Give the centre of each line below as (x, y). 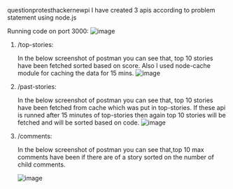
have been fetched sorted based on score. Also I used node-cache (114, 65)
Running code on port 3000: (48, 31)
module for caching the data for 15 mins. (76, 73)
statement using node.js (42, 17)
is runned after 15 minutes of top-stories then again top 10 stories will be (121, 115)
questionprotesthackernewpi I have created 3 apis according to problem (111, 10)
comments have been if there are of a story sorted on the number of (116, 157)
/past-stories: (37, 86)
